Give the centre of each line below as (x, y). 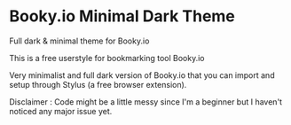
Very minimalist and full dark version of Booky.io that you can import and (142, 75)
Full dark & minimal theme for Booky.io (79, 41)
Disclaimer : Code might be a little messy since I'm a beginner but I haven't (145, 102)
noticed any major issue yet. (61, 111)
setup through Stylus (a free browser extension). (98, 84)
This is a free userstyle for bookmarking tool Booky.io (107, 58)
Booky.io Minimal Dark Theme (122, 16)
